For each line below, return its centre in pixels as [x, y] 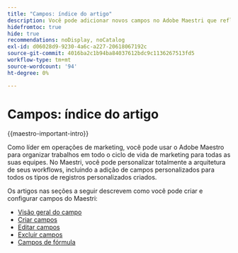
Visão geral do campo [50, 212]
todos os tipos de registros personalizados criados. [82, 177]
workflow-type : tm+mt [39, 60]
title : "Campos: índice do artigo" [60, 14]
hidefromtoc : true [34, 27]
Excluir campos [40, 235]
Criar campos [38, 220]
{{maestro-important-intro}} [48, 134]
